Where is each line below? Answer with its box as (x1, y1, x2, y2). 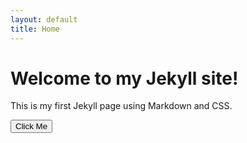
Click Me (15, 121, 48, 132)
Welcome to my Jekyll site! (10, 67, 239, 90)
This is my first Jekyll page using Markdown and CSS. (10, 100, 233, 112)
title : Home (10, 24, 60, 34)
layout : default (10, 14, 78, 25)
